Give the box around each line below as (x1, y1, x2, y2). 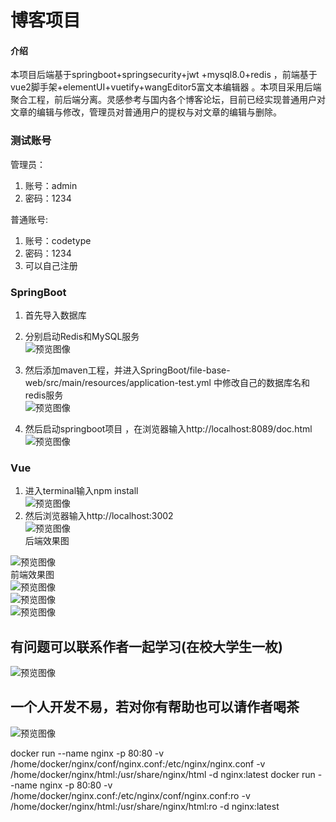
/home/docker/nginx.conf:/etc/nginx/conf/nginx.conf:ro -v (10, 789, 251, 801)
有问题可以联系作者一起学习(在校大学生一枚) (10, 638, 283, 655)
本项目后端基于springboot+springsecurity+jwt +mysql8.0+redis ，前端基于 (10, 69, 318, 81)
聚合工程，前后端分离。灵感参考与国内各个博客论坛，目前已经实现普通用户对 (10, 94, 326, 106)
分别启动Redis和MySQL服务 (24, 330, 140, 342)
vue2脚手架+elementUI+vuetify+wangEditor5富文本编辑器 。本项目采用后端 (10, 81, 322, 93)
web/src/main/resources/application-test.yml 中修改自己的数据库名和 (24, 376, 310, 388)
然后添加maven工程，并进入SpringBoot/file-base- (24, 364, 231, 376)
